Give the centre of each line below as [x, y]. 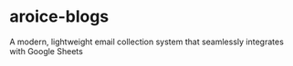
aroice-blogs [59, 17]
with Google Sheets [47, 51]
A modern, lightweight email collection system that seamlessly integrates [147, 42]
